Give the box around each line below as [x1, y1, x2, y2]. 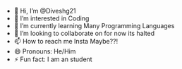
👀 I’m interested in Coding [13, 14, 90, 23]
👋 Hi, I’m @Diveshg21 [13, 7, 76, 15]
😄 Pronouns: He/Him [13, 47, 76, 56]
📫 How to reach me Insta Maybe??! [13, 37, 119, 45]
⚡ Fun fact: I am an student [13, 55, 93, 63]
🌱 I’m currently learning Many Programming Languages [13, 22, 175, 30]
